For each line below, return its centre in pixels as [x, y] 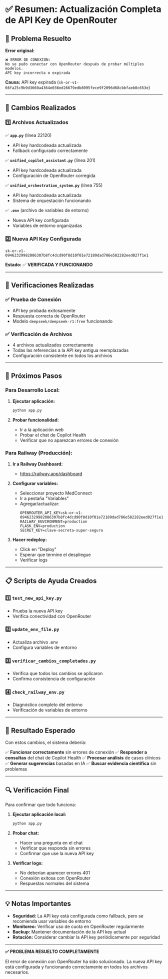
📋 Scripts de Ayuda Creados [51, 581]
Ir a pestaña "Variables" [44, 498]
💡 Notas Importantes [38, 904]
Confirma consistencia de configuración [54, 679]
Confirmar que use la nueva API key [57, 853]
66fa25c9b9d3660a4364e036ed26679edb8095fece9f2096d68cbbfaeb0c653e [77, 88]
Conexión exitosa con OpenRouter [55, 878]
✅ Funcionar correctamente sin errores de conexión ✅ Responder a [76, 752]
